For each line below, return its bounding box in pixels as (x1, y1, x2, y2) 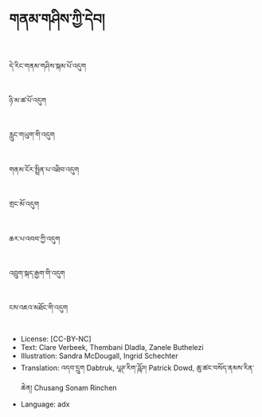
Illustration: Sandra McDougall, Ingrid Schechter (20, 351, 178, 360)
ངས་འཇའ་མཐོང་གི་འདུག (9, 303, 68, 313)
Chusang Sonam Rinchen (33, 383, 118, 392)
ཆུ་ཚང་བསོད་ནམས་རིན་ (196, 363, 255, 372)
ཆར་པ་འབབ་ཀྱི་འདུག (9, 234, 61, 243)
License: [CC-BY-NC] (20, 334, 92, 344)
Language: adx (20, 399, 70, 409)
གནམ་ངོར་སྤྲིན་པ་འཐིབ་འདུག (9, 164, 80, 174)
